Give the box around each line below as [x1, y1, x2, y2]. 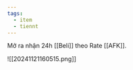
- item [13, 16, 33, 23]
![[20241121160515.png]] [7, 55, 77, 63]
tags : [7, 10, 23, 17]
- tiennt [13, 23, 39, 30]
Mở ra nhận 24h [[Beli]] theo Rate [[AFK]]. [7, 42, 127, 50]
